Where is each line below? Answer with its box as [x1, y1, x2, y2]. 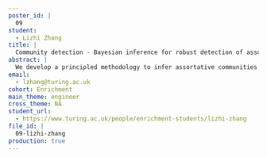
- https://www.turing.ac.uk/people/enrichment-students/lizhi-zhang [15, 115, 247, 123]
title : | [8, 41, 37, 49]
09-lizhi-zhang [15, 129, 66, 137]
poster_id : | [8, 11, 52, 20]
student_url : [8, 108, 52, 116]
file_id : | [8, 122, 44, 130]
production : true [8, 136, 66, 145]
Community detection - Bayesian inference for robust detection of [15, 48, 244, 56]
